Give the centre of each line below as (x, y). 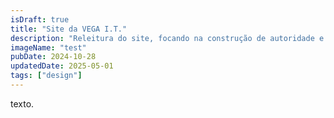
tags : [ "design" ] (46, 76)
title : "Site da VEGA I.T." (69, 29)
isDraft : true (40, 19)
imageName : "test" (48, 47)
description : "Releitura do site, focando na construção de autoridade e (167, 38)
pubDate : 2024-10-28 (53, 57)
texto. (22, 103)
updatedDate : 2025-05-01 (62, 66)
